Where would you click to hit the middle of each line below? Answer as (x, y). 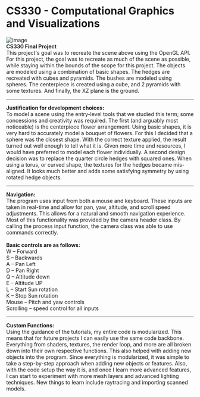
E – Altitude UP (24, 283)
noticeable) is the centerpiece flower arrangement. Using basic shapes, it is (99, 127)
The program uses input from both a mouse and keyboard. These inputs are (99, 201)
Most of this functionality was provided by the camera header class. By (93, 220)
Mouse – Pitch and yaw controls (45, 302)
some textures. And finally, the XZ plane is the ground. (73, 90)
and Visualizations (53, 24)
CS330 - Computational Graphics (90, 11)
